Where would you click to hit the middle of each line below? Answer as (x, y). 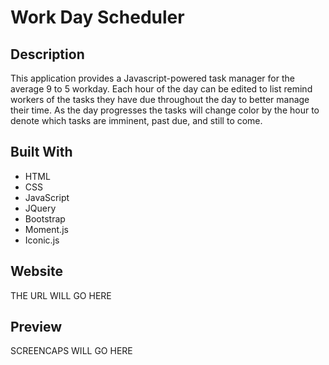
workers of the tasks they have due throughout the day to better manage (160, 99)
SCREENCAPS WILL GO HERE (71, 351)
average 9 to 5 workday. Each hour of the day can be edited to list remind (161, 89)
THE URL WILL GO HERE (61, 295)
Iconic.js (42, 240)
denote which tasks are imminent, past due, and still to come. (136, 120)
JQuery (40, 208)
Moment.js (46, 229)
